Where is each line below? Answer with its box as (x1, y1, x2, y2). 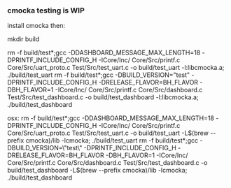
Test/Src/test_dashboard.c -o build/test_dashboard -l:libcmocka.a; (7, 93, 199, 101)
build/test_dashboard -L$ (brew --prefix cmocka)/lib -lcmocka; (7, 166, 188, 175)
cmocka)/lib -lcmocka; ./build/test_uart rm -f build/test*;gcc (25, 136, 199, 145)
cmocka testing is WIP (7, 6, 85, 15)
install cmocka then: (7, 22, 65, 30)
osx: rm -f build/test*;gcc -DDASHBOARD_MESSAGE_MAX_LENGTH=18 (7, 114, 215, 122)
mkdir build (7, 35, 40, 43)
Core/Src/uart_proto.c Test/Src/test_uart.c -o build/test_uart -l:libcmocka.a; (7, 64, 225, 72)
